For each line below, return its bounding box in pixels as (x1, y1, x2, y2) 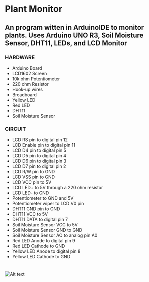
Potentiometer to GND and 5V (12, 195, 74, 201)
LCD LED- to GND (12, 190, 49, 196)
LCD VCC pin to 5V (12, 179, 52, 185)
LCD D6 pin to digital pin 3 (12, 158, 66, 164)
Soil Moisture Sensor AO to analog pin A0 (12, 232, 98, 238)
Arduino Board (12, 65, 42, 71)
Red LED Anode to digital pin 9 (12, 238, 76, 244)
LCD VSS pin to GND (12, 174, 55, 180)
